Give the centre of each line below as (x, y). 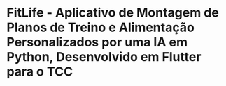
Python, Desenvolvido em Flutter (104, 57)
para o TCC (40, 72)
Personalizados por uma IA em (97, 42)
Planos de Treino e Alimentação (101, 27)
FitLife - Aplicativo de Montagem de (113, 13)
